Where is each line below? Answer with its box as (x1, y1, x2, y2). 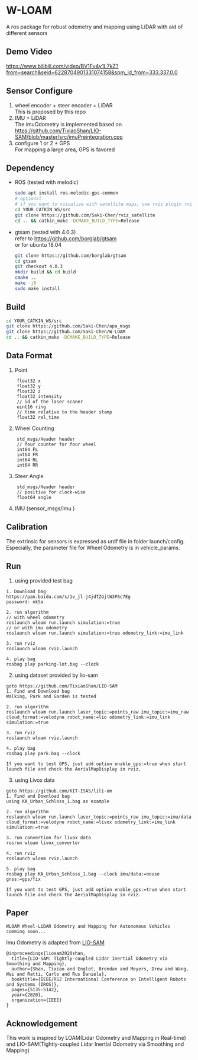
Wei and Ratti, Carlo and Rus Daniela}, (6, 971, 108, 978)
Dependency (6, 163, 54, 173)
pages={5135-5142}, (11, 987, 60, 993)
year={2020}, (11, 992, 44, 998)
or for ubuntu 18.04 (14, 241, 62, 248)
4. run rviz (6, 850, 35, 856)
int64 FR (17, 451, 38, 457)
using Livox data (14, 776, 55, 784)
